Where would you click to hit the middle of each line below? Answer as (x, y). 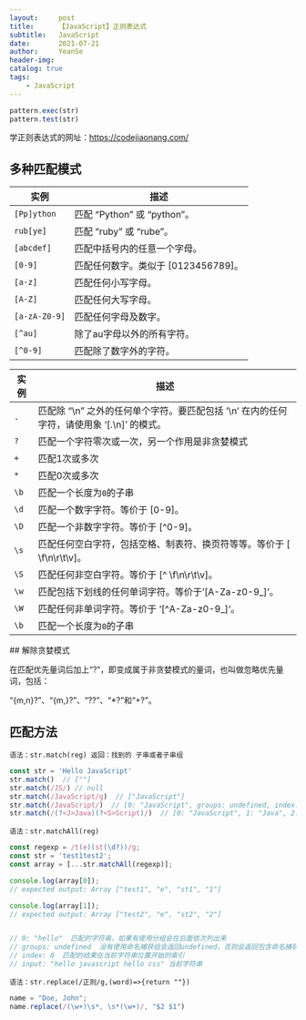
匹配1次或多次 (68, 459)
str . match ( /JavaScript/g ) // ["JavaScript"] (97, 796)
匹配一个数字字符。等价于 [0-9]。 (111, 510)
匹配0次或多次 (68, 476)
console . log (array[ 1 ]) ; (55, 906)
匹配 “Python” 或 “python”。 (134, 215)
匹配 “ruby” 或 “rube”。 (124, 231)
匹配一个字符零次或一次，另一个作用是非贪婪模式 (143, 442)
